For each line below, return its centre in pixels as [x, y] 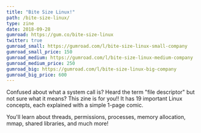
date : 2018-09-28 [28, 29]
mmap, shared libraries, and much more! [58, 124]
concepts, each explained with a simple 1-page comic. [75, 105]
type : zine [20, 23]
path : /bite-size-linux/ [38, 18]
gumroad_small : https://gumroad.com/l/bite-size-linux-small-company [97, 47]
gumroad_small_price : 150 [39, 52]
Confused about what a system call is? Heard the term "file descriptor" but [100, 92]
